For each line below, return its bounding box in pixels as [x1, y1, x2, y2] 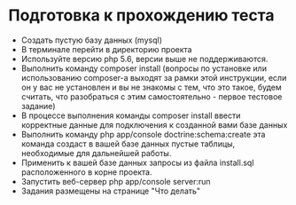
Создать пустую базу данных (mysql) [20, 35, 163, 45]
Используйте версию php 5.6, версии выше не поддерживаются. [20, 53, 269, 64]
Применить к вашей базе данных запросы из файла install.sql [20, 157, 254, 168]
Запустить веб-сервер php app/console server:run [20, 176, 211, 186]
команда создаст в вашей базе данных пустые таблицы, [20, 138, 236, 149]
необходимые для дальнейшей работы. [20, 147, 172, 158]
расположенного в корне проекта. [20, 166, 152, 177]
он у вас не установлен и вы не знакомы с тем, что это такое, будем [20, 82, 283, 92]
